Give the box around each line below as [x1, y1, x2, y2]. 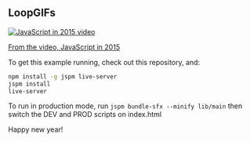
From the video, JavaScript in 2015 [8, 42, 120, 52]
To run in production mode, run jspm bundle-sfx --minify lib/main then [8, 101, 243, 111]
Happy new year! [8, 125, 63, 134]
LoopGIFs [8, 6, 56, 20]
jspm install [8, 80, 51, 88]
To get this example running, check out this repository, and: [8, 57, 201, 67]
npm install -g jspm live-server [8, 72, 118, 81]
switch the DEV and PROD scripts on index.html [8, 110, 162, 119]
